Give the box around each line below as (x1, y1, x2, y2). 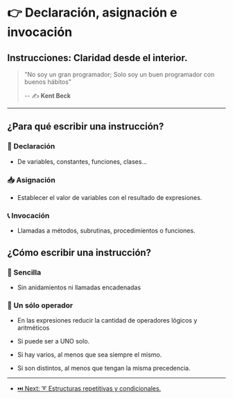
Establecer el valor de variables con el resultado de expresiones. (17, 193, 202, 201)
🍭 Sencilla (7, 267, 42, 277)
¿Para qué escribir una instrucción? (7, 121, 164, 133)
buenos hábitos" (24, 78, 71, 86)
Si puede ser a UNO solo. (17, 337, 90, 346)
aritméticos (17, 323, 50, 332)
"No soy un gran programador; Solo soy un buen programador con (24, 70, 215, 78)
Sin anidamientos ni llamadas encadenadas (17, 283, 141, 291)
